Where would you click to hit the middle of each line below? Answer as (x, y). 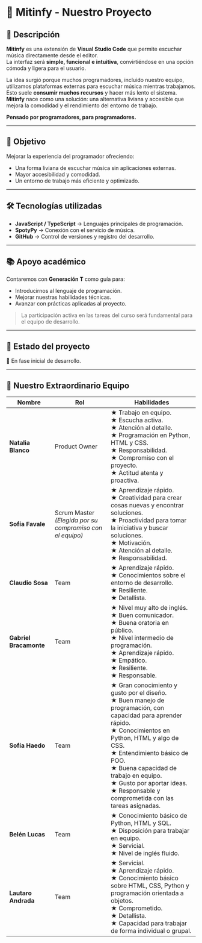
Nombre (29, 403)
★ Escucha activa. (137, 420)
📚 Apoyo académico (46, 262)
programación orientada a (147, 893)
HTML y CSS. (129, 443)
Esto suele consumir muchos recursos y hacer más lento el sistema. (92, 92)
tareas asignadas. (136, 806)
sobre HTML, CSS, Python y (150, 886)
